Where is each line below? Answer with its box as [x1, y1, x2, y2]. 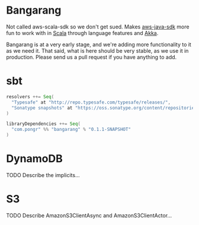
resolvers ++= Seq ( [6, 94, 54, 99]
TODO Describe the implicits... [6, 171, 80, 178]
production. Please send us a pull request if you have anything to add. [6, 53, 177, 60]
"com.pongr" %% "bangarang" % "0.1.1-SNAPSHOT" [11, 127, 131, 133]
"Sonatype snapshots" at [11, 105, 73, 111]
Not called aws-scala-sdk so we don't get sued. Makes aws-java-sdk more [6, 23, 190, 30]
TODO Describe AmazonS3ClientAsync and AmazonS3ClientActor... [6, 211, 172, 219]
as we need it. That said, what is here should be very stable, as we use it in [6, 47, 189, 54]
